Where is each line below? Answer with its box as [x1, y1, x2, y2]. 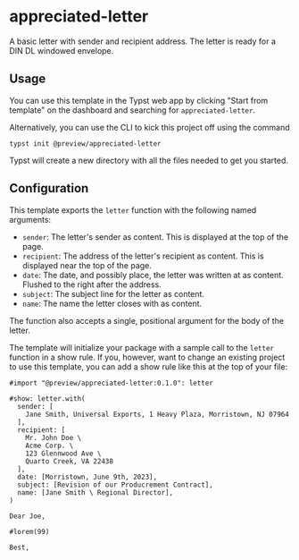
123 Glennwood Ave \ [25, 449, 102, 458]
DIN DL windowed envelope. [9, 45, 114, 55]
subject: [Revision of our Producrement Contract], [17, 480, 214, 489]
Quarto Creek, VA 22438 [25, 456, 114, 466]
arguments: [9, 214, 52, 225]
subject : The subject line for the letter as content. [21, 288, 205, 299]
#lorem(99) [9, 527, 50, 536]
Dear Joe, [9, 512, 46, 521]
